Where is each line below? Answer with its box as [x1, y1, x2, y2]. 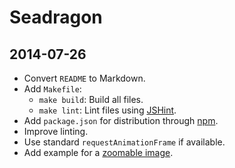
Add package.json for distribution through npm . [23, 115, 219, 126]
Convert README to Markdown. [23, 72, 146, 84]
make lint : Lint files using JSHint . [38, 104, 177, 116]
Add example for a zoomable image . [23, 147, 174, 158]
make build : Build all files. [38, 94, 144, 105]
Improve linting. [23, 126, 89, 137]
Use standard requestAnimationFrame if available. [23, 136, 226, 148]
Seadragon [9, 6, 103, 29]
